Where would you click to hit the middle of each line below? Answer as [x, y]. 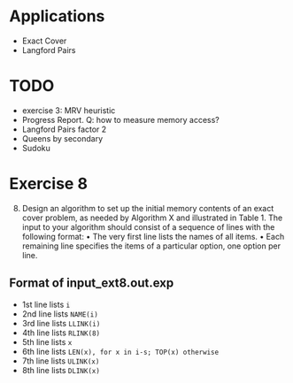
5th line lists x [47, 341]
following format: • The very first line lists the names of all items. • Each [153, 236]
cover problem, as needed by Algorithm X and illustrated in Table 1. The [152, 218]
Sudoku [36, 148]
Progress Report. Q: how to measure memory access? [120, 119]
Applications [57, 16]
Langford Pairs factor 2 [64, 129]
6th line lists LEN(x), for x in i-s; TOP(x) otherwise [120, 351]
